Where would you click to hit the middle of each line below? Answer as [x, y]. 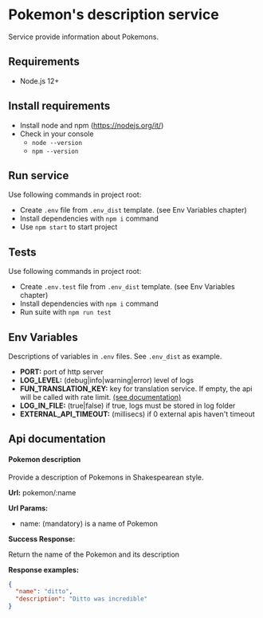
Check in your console [57, 134]
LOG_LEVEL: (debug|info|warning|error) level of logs [106, 380]
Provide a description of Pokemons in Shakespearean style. [106, 477]
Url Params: [28, 508]
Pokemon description [45, 459]
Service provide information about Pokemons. [84, 37]
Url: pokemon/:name [42, 492]
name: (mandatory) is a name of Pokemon [88, 523]
